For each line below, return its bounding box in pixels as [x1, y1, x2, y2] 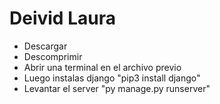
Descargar [23, 40, 68, 52]
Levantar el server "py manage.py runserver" [23, 82, 211, 94]
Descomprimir [23, 50, 83, 62]
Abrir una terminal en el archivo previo [23, 61, 182, 73]
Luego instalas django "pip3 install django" [23, 72, 201, 84]
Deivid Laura [9, 7, 116, 30]
